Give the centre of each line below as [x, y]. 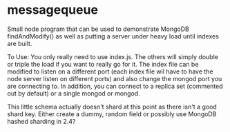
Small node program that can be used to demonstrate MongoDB [98, 29]
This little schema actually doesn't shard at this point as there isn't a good [112, 107]
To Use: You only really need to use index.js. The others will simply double [113, 56]
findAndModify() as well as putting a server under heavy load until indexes [113, 36]
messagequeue [53, 10]
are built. [20, 43]
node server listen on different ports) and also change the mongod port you [115, 78]
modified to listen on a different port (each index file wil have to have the [110, 71]
